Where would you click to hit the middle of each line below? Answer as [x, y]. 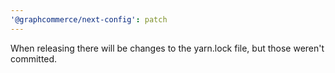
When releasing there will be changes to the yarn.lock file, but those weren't [167, 48]
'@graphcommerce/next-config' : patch [89, 19]
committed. [34, 58]
